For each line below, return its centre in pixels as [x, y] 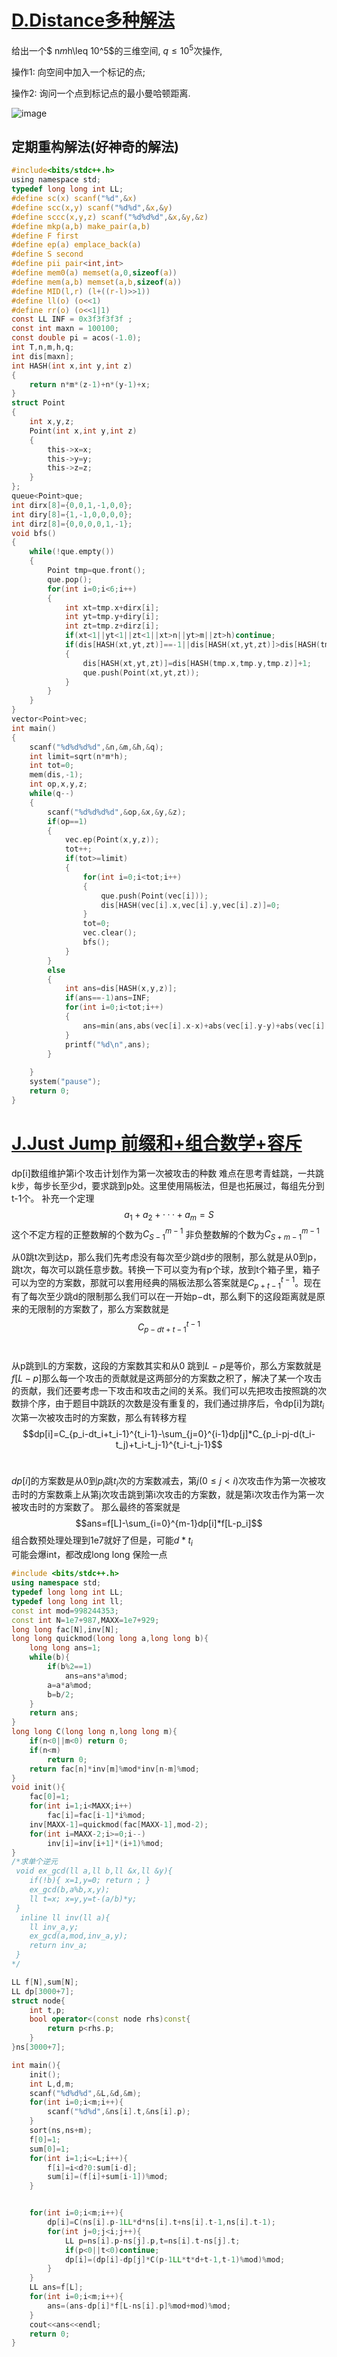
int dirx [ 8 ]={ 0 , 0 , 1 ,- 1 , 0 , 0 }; [72, 505]
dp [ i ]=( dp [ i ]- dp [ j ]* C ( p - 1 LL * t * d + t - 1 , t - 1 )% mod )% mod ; [175, 2259]
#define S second [47, 254]
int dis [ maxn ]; [43, 356]
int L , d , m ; [52, 2084]
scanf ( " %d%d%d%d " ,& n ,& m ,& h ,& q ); [96, 747]
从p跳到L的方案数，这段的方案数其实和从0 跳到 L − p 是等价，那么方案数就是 [167, 1365]
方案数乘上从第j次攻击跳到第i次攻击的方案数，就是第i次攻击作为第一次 [181, 1495]
